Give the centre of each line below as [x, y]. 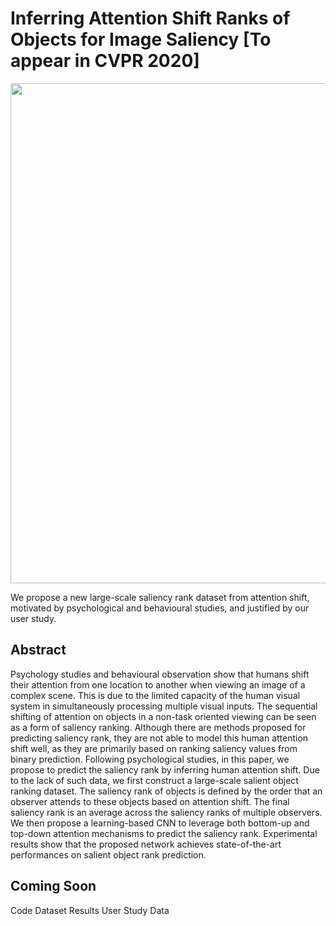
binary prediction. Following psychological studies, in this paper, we [150, 759]
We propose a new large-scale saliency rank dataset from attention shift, [160, 597]
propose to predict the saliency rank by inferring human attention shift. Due [165, 769]
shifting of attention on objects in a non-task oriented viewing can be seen [163, 716]
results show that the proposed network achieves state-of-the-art [146, 844]
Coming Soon [53, 886]
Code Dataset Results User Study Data [90, 910]
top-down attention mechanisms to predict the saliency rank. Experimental [164, 833]
